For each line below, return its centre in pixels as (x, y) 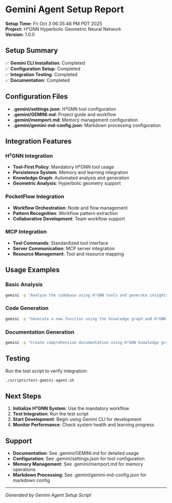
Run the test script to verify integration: (47, 371)
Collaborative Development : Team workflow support (69, 218)
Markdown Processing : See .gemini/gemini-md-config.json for (80, 475)
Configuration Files (37, 96)
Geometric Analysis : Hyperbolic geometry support (67, 183)
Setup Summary (32, 50)
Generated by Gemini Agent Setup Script (48, 495)
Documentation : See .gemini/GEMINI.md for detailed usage (76, 453)
